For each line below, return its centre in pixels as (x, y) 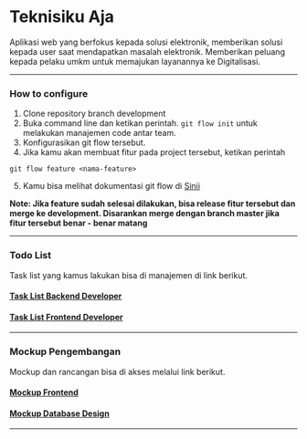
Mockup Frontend (44, 392)
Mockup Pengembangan (65, 351)
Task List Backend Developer (66, 296)
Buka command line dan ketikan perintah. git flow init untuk (140, 123)
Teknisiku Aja (62, 17)
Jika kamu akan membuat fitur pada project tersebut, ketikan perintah (154, 152)
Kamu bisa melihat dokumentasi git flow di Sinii (111, 186)
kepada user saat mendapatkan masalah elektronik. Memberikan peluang (148, 51)
